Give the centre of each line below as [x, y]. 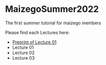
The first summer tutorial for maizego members [53, 23]
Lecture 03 [23, 58]
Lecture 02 [23, 53]
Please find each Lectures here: [37, 32]
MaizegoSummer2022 [52, 9]
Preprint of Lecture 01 [34, 42]
